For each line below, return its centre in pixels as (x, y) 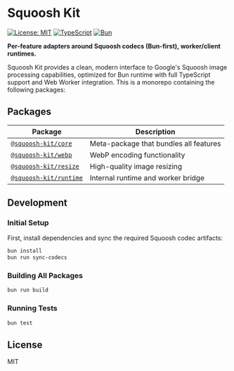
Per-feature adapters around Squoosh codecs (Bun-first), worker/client (114, 46)
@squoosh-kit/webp (41, 155)
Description (155, 132)
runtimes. (22, 54)
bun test (20, 323)
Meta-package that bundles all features (155, 144)
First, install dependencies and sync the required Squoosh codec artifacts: (115, 238)
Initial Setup (28, 223)
